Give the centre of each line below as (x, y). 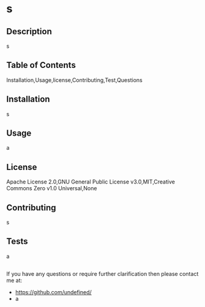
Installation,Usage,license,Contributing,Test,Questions (74, 80)
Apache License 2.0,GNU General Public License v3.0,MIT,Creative (91, 182)
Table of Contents (41, 65)
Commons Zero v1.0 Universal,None (52, 188)
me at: (14, 281)
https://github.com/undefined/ (53, 292)
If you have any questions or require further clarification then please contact (102, 274)
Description (29, 31)
